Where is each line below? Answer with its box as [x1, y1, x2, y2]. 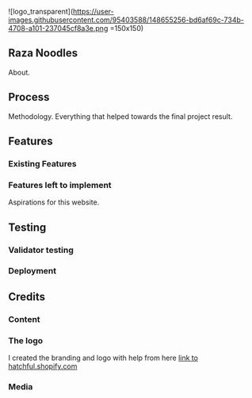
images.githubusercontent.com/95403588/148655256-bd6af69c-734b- [8, 15, 244, 25]
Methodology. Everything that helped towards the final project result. [8, 111, 233, 121]
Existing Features [8, 158, 77, 169]
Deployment [8, 266, 57, 277]
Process [8, 90, 50, 104]
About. [8, 67, 30, 77]
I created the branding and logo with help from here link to [8, 353, 198, 363]
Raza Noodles [8, 47, 78, 60]
